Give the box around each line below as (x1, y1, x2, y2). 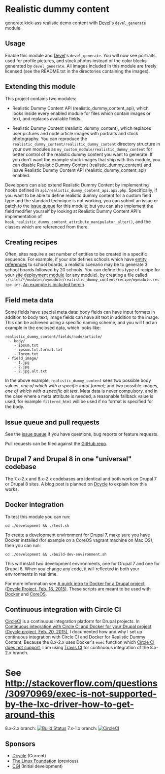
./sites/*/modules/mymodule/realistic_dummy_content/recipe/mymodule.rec (5, 277, 160, 282)
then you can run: (5, 542, 41, 548)
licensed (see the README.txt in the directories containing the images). (5, 68, 150, 74)
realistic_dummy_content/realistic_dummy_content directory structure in (12, 141, 160, 147)
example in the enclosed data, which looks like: (5, 325, 101, 331)
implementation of (5, 213, 42, 219)
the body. (5, 404, 25, 410)
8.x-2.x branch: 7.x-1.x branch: (5, 725, 98, 731)
